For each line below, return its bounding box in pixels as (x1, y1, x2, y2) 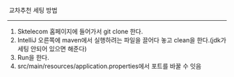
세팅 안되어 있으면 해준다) (17, 44, 87, 53)
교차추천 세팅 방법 (8, 6, 58, 14)
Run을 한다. (17, 53, 49, 61)
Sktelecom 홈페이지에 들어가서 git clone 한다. (17, 27, 143, 35)
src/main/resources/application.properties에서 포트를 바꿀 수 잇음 (17, 62, 202, 70)
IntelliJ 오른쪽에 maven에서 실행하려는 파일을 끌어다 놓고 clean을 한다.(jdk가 (17, 36, 226, 44)
